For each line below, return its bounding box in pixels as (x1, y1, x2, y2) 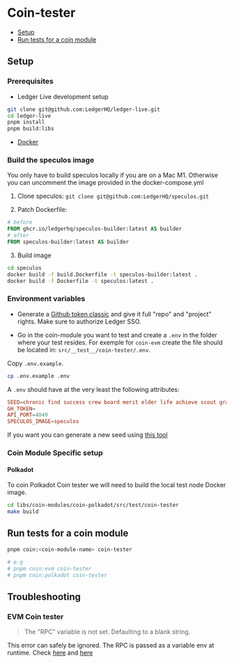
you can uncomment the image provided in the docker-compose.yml (7, 178, 204, 187)
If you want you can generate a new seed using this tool (7, 431, 169, 439)
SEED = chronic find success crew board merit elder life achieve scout (7, 399, 217, 406)
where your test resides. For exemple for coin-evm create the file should (17, 338, 223, 346)
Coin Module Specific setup (7, 448, 103, 458)
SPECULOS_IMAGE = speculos (7, 418, 79, 425)
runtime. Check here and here (7, 648, 93, 657)
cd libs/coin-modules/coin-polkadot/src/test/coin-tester (7, 502, 179, 509)
